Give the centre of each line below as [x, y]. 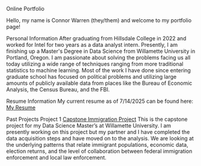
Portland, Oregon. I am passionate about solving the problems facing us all [98, 57]
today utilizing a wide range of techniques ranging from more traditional [95, 64]
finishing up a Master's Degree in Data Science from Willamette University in [101, 51]
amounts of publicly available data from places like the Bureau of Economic [99, 83]
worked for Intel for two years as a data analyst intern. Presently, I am [92, 45]
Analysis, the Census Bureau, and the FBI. [58, 89]
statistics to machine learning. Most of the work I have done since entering [98, 70]
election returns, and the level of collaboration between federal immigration [99, 151]
